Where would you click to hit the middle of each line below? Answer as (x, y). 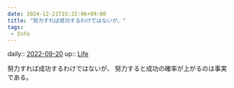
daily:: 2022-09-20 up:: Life (48, 54)
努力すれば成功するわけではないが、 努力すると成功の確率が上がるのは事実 (117, 69)
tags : (15, 27)
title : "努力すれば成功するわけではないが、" (67, 21)
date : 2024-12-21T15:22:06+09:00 (57, 14)
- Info (20, 34)
